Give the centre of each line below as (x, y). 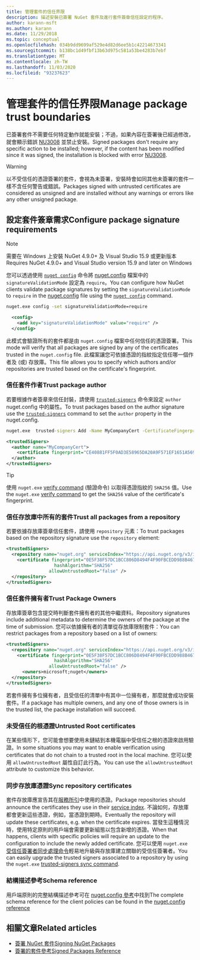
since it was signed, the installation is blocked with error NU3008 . (87, 155)
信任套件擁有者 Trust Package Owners (61, 599)
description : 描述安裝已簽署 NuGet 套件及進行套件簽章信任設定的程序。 (86, 17)
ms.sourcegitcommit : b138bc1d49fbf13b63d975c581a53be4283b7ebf (86, 51)
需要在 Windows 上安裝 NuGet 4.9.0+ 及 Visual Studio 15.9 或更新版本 (91, 256)
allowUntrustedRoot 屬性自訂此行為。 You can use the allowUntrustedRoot (103, 762)
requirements (32, 230)
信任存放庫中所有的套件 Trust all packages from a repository (93, 517)
